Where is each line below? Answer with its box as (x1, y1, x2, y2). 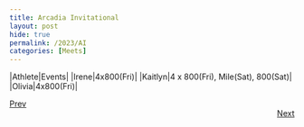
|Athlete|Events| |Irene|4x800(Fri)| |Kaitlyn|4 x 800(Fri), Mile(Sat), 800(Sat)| (9, 71, 292, 82)
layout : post (9, 22, 59, 31)
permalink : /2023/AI (9, 38, 88, 48)
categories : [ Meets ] (9, 47, 88, 56)
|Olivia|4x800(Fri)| (9, 81, 79, 92)
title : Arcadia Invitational (9, 13, 119, 23)
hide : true (9, 30, 51, 39)
